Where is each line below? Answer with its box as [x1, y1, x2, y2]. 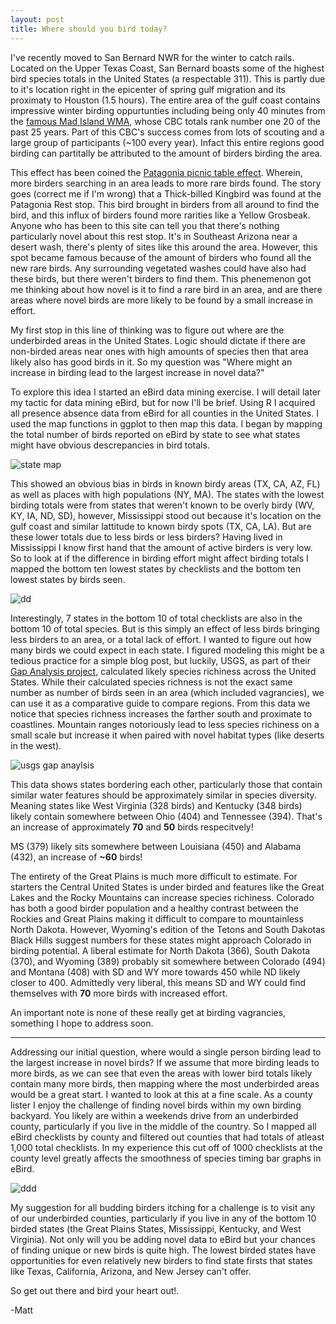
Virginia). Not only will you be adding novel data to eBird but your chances [10, 1233, 316, 1245]
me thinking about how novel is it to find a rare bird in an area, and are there [10, 283, 323, 295]
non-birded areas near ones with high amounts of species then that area [10, 345, 309, 357]
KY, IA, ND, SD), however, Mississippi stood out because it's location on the [10, 509, 322, 521]
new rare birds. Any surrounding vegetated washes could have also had [10, 262, 307, 274]
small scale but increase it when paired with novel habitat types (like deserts [10, 729, 325, 741]
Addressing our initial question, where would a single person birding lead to [10, 1046, 322, 1058]
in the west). [10, 739, 62, 751]
